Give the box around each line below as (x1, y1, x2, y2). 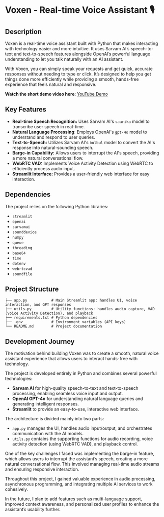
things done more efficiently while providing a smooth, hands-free (5, 76, 139, 82)
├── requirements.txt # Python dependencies (5, 315, 98, 320)
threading (12, 245, 33, 250)
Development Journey (5, 337, 75, 346)
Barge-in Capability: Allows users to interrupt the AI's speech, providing (12, 149, 160, 156)
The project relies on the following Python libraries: (5, 203, 109, 209)
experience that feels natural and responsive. (5, 81, 97, 87)
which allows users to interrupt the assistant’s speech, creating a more (5, 456, 148, 462)
